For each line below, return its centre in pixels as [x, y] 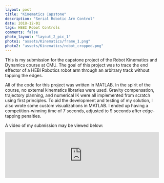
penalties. [31, 116]
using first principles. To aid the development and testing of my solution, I [79, 100]
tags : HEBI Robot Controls [32, 28]
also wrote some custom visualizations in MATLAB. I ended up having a [77, 105]
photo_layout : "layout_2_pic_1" [38, 37]
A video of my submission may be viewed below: [54, 125]
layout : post [18, 10]
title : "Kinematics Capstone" [36, 14]
